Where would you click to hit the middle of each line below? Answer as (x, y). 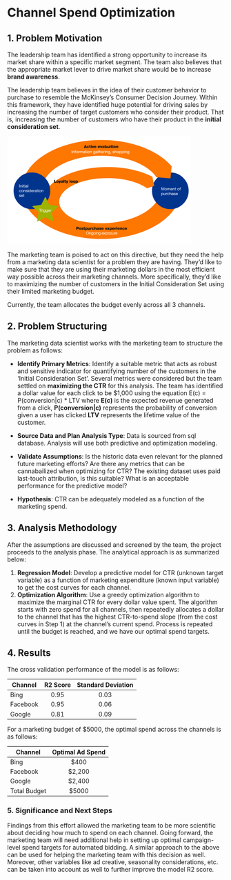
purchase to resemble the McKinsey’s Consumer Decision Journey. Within (112, 97)
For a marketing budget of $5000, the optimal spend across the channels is (114, 730)
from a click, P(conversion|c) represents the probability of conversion (117, 408)
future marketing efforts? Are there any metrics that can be (101, 463)
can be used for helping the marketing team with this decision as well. (106, 855)
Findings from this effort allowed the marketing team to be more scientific (111, 826)
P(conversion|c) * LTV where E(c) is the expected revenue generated (115, 400)
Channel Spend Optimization (91, 13)
